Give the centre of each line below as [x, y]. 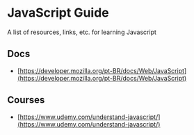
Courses [26, 100]
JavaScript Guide [58, 13]
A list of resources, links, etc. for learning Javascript [82, 32]
